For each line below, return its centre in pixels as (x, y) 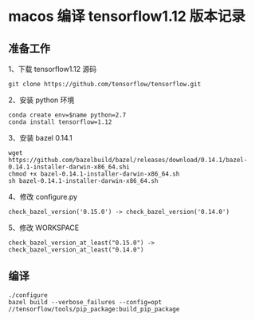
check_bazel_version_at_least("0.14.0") (76, 250)
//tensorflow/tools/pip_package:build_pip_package (94, 309)
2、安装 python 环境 (41, 100)
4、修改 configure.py (43, 197)
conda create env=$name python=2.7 (67, 115)
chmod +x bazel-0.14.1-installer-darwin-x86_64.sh (94, 174)
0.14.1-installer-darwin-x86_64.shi (69, 167)
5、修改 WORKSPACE (44, 228)
